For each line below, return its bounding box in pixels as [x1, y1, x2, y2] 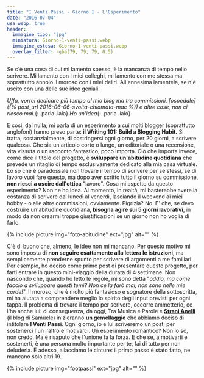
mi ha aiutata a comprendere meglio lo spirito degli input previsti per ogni [7, 294, 191, 302]
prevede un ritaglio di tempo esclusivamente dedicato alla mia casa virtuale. [7, 160, 197, 168]
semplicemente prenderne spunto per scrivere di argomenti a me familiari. [7, 255, 194, 263]
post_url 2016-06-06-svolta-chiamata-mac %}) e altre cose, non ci [18, 103, 188, 111]
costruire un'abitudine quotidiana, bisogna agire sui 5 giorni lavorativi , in [7, 206, 191, 213]
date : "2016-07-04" [7, 15, 57, 21]
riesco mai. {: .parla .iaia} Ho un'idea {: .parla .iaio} [7, 109, 131, 117]
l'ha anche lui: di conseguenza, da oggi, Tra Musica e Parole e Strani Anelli [7, 307, 196, 314]
